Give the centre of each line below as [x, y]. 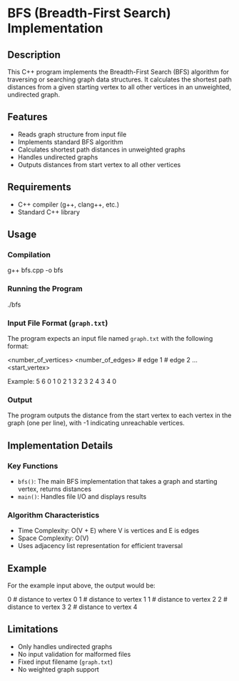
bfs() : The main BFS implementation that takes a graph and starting [117, 481]
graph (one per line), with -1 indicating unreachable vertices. [96, 423]
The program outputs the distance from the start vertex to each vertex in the [119, 415]
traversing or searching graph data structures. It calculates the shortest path [119, 79]
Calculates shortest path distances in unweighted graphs [101, 149]
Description [34, 55]
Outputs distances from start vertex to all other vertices [99, 164]
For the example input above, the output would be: [81, 585]
